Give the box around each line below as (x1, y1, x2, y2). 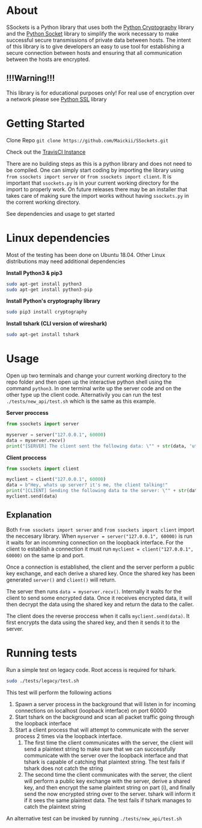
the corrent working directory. (6, 198, 81, 206)
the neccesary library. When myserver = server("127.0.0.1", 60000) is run (6, 532, 193, 540)
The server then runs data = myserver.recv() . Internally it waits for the (6, 587, 182, 595)
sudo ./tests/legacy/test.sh (6, 678, 79, 684)
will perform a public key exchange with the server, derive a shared (23, 777, 191, 785)
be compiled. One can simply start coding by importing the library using (6, 166, 185, 174)
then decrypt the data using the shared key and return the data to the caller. (6, 601, 194, 608)
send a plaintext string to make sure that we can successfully (23, 745, 176, 753)
